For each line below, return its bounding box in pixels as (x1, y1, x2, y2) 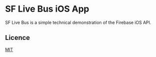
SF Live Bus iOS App (5, 3, 90, 15)
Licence (5, 34, 31, 42)
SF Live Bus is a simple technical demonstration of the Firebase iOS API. (5, 19, 152, 25)
